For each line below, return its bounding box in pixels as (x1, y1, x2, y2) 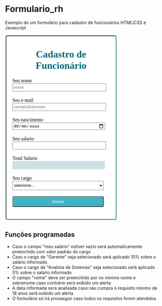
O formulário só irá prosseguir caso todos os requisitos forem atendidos (12, 295, 157, 301)
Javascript (5, 24, 26, 30)
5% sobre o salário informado (12, 269, 72, 275)
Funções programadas (5, 231, 75, 239)
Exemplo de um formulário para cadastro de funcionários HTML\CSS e (5, 20, 146, 25)
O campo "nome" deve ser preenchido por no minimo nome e (12, 275, 136, 281)
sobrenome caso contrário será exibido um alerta (12, 280, 111, 285)
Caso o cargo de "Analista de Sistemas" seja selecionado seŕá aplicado (12, 264, 155, 270)
